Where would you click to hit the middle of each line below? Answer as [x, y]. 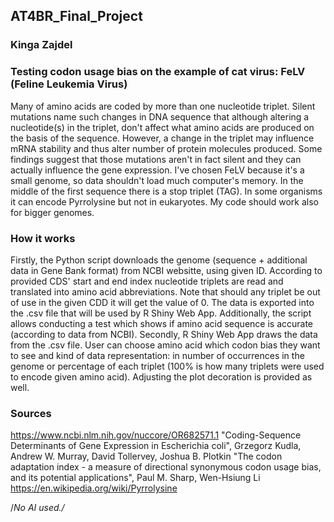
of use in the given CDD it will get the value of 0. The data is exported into [162, 302]
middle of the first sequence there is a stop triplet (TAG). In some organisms [166, 191]
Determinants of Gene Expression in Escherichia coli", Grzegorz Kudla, [156, 446]
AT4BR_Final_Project [76, 16]
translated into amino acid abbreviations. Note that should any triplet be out [165, 291]
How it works [43, 238]
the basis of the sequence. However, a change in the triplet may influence [162, 138]
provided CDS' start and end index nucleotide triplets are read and [147, 281]
